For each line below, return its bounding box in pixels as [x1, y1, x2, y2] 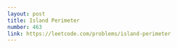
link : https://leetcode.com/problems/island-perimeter [7, 30, 171, 37]
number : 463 [7, 23, 42, 30]
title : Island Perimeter [7, 17, 80, 24]
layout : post [7, 10, 46, 18]
